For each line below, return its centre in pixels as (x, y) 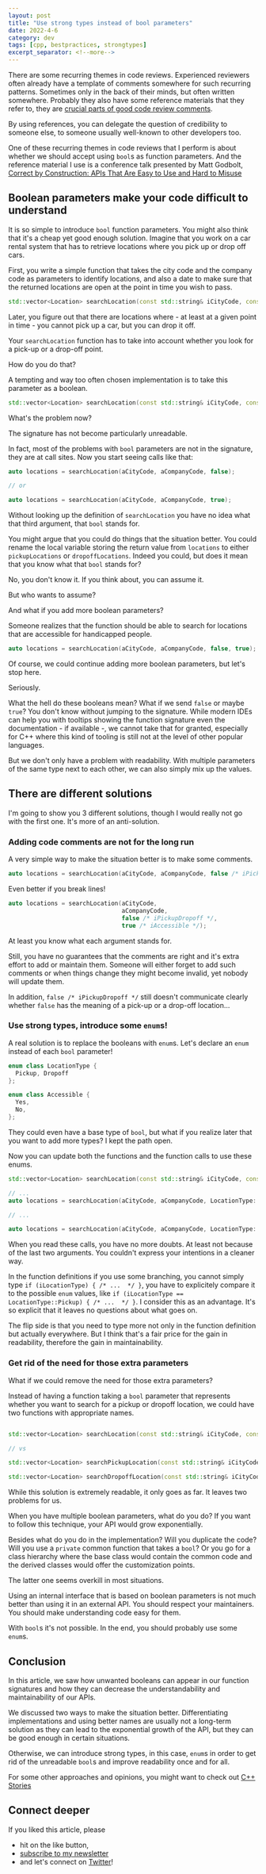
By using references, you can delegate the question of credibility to (118, 124)
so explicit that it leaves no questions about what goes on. (103, 1310)
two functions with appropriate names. (71, 1412)
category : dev (32, 38)
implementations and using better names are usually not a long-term (120, 1721)
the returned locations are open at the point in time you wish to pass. (120, 287)
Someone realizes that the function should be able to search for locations (128, 626)
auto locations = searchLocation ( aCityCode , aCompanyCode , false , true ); (133, 649)
